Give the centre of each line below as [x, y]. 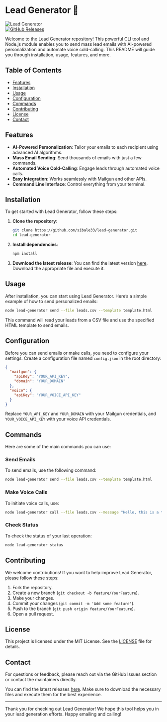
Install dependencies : [35, 245]
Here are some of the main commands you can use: [58, 447]
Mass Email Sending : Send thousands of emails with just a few [77, 157]
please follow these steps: [32, 578]
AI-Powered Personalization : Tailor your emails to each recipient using [85, 147]
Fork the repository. [33, 587]
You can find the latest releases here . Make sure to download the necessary [83, 689]
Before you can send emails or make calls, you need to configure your [77, 353]
